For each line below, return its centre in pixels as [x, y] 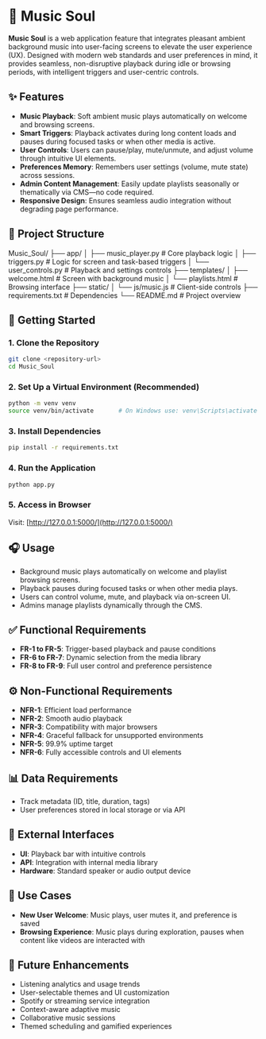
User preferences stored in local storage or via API [102, 809]
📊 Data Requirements [64, 778]
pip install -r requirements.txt [64, 448]
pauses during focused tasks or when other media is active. [118, 141]
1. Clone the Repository [54, 342]
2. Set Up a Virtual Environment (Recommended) [104, 387]
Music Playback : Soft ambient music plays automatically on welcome [133, 116]
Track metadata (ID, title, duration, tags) [85, 801]
